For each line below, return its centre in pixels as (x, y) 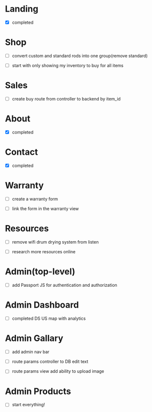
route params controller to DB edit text (50, 362)
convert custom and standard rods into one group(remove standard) (80, 56)
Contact (21, 152)
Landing (22, 9)
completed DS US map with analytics (49, 318)
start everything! (28, 405)
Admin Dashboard (42, 305)
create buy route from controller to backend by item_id (66, 99)
